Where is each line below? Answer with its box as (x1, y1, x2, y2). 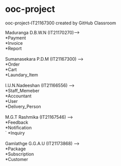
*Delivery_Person (5, 103, 41, 109)
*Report (5, 45, 22, 51)
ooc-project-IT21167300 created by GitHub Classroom (5, 20, 117, 26)
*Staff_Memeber (5, 87, 40, 93)
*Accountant (5, 93, 32, 99)
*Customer (5, 156, 28, 162)
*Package (5, 146, 26, 152)
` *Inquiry (5, 130, 25, 136)
